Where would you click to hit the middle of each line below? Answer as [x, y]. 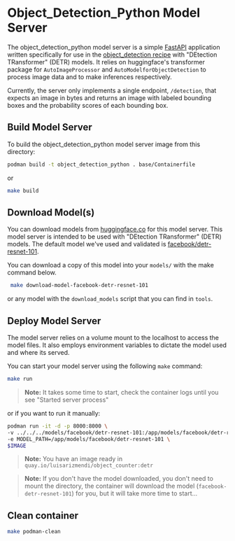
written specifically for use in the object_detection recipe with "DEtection [112, 55]
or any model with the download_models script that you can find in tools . [110, 299]
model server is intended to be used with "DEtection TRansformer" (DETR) [114, 237]
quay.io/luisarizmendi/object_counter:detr [89, 466]
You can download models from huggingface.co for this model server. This [115, 230]
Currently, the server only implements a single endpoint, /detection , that [112, 90]
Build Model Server [50, 127]
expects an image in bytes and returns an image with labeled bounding [109, 98]
